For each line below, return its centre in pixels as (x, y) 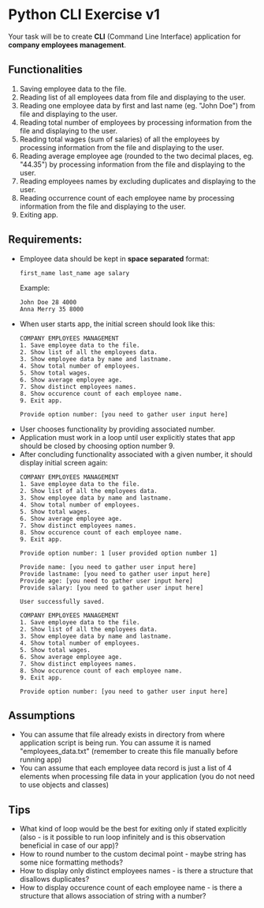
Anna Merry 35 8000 (52, 309)
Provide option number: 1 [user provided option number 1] (119, 553)
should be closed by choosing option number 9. (97, 446)
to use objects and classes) (64, 785)
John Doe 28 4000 (48, 302)
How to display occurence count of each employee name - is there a (131, 887)
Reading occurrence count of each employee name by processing (127, 198)
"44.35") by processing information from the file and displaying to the (132, 164)
